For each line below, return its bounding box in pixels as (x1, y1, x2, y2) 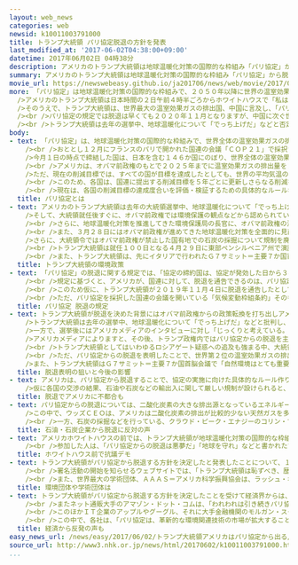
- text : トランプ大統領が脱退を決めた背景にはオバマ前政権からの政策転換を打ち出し (9, 310, 279, 319)
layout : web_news (9, 12, 74, 22)
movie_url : (9, 79, 50, 88)
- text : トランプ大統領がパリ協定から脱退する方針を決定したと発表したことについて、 (9, 459, 285, 467)
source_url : (9, 540, 53, 550)
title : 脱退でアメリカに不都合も (17, 392, 124, 402)
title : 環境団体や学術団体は (17, 483, 112, 492)
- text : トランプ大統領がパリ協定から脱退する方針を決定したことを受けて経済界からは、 (9, 491, 292, 500)
